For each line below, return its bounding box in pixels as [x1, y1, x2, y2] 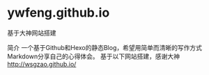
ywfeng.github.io [7, 5, 110, 21]
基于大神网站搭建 [7, 28, 56, 37]
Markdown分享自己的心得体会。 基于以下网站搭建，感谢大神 [7, 52, 180, 60]
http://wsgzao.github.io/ [7, 60, 77, 68]
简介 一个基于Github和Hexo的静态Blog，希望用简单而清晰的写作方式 [7, 43, 202, 51]
